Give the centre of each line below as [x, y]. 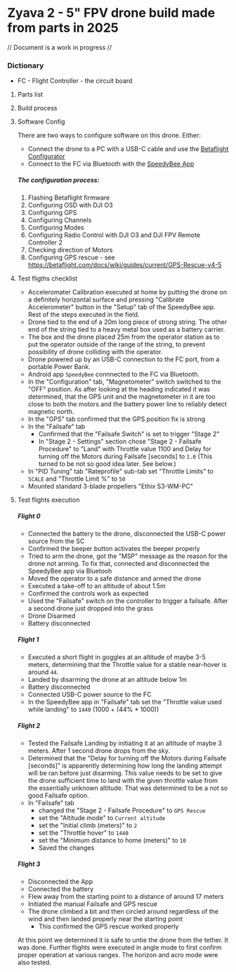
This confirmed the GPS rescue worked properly [109, 926]
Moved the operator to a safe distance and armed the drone [114, 578]
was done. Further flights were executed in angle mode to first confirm [120, 947]
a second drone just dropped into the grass [90, 609]
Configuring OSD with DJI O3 [71, 205]
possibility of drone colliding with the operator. [95, 352]
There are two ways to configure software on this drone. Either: [109, 136]
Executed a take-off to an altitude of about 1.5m [97, 586]
